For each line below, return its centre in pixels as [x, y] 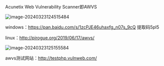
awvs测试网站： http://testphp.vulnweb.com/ [51, 58]
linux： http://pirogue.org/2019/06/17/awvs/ [50, 38]
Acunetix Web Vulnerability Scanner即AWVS [51, 7]
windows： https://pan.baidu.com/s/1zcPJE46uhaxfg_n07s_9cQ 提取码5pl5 [82, 27]
